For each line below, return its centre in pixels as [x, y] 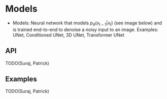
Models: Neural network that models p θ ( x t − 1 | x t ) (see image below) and [87, 23]
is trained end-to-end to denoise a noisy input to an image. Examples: [86, 29]
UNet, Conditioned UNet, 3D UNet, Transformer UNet [68, 35]
